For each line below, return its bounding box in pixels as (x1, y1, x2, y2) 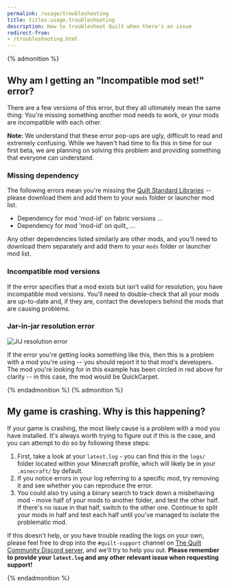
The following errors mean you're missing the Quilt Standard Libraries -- (7, 187, 211, 195)
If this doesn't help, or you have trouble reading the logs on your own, (7, 531, 205, 539)
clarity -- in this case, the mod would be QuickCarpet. (7, 372, 159, 381)
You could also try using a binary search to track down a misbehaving (16, 488, 215, 496)
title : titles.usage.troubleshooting (7, 17, 115, 23)
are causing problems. (7, 304, 71, 313)
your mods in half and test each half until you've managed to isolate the (16, 510, 220, 518)
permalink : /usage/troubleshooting (7, 10, 109, 17)
